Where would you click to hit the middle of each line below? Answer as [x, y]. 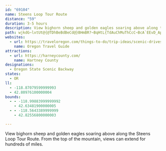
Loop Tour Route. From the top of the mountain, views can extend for [75, 139]
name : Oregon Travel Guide [42, 46]
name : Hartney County [36, 60]
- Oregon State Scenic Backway [42, 70]
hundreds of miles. [24, 144]
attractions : [19, 51]
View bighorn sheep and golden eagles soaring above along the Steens [78, 133]
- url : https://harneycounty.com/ [45, 56]
